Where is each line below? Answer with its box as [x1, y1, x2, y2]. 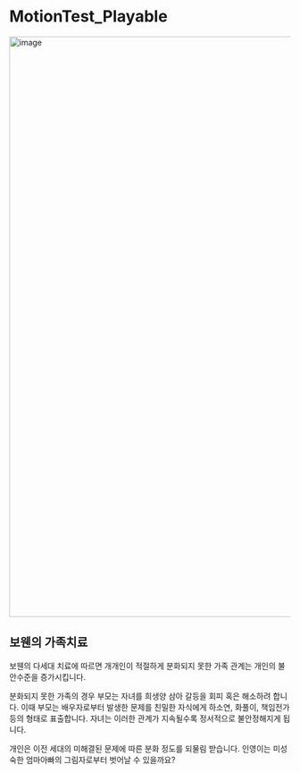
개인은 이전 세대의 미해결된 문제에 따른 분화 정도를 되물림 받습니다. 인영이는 [9, 743, 271, 753]
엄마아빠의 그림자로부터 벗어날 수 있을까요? [25, 754, 176, 765]
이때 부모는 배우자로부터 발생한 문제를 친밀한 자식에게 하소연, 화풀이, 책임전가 [21, 701, 290, 712]
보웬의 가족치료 [9, 635, 88, 650]
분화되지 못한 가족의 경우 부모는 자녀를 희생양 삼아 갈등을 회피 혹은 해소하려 [9, 691, 271, 701]
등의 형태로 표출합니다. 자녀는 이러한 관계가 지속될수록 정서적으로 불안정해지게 [9, 713, 281, 724]
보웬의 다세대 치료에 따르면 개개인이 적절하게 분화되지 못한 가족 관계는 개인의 [9, 660, 277, 671]
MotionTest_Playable [9, 6, 168, 27]
